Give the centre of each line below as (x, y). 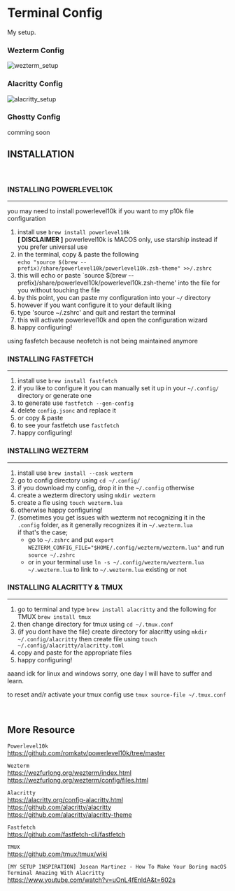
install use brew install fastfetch (67, 381)
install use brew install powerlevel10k (73, 231)
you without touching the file (58, 290)
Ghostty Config (34, 117)
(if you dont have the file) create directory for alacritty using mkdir (112, 632)
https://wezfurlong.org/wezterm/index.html (69, 772)
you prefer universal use (52, 247)
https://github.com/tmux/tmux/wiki (57, 854)
